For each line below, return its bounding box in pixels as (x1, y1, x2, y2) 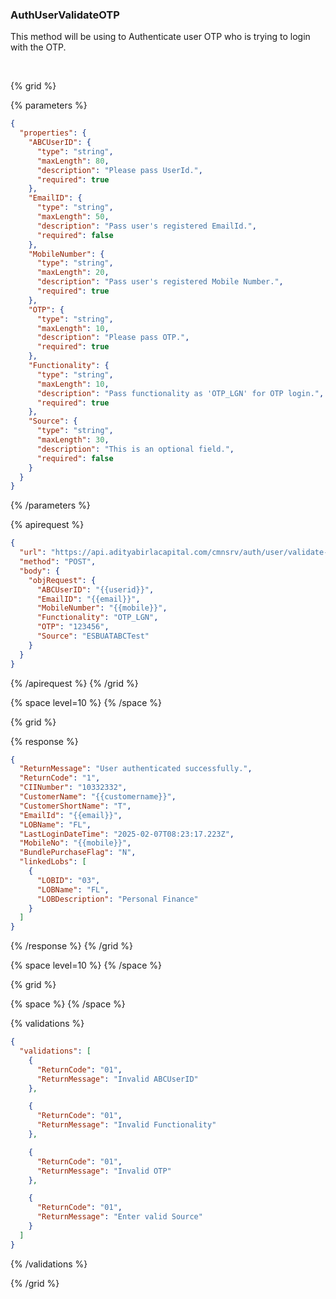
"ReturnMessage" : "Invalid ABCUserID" (36, 1074, 199, 1084)
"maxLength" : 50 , (36, 212, 110, 222)
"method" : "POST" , (19, 557, 97, 567)
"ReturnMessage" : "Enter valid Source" (36, 1212, 203, 1222)
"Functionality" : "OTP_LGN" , (36, 613, 159, 623)
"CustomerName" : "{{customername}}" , (19, 792, 177, 802)
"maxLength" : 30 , (36, 435, 110, 445)
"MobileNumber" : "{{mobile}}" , (36, 603, 168, 613)
